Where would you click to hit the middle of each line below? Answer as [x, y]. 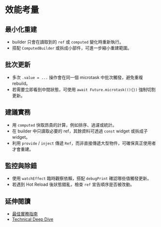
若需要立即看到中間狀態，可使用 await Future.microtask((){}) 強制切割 [84, 89]
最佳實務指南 [25, 214]
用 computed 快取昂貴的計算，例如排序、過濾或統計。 [64, 125]
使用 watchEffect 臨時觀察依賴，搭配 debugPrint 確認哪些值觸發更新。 [81, 178]
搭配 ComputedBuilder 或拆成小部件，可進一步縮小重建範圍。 [72, 48]
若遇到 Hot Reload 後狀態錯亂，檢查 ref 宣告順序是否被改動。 [73, 184]
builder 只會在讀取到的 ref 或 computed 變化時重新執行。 [68, 42]
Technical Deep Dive [33, 219]
